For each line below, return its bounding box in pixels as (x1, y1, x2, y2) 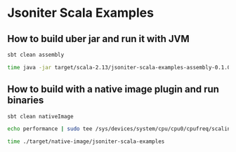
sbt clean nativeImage (7, 113, 74, 120)
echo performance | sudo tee (7, 125, 93, 132)
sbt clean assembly (7, 51, 65, 58)
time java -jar (7, 64, 52, 71)
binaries (7, 95, 44, 106)
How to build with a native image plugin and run (7, 83, 220, 95)
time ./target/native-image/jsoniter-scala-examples (7, 138, 165, 145)
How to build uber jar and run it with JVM (7, 33, 190, 45)
